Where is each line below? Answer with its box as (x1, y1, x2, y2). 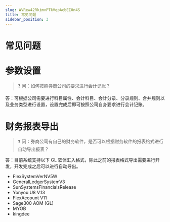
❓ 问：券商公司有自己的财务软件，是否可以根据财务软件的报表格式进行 (17, 138, 163, 144)
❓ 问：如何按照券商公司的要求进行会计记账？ (17, 83, 110, 89)
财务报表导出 (5, 121, 59, 132)
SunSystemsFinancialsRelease (12, 184, 76, 190)
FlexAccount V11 (12, 195, 47, 201)
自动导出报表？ (17, 146, 49, 152)
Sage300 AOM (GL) (12, 200, 54, 206)
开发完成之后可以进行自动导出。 (14, 163, 81, 170)
